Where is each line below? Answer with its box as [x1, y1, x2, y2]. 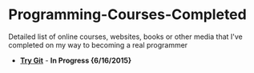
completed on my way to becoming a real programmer [8, 40, 188, 49]
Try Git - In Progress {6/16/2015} [19, 56, 132, 65]
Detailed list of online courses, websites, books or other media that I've [8, 32, 243, 41]
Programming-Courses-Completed [8, 6, 247, 24]
